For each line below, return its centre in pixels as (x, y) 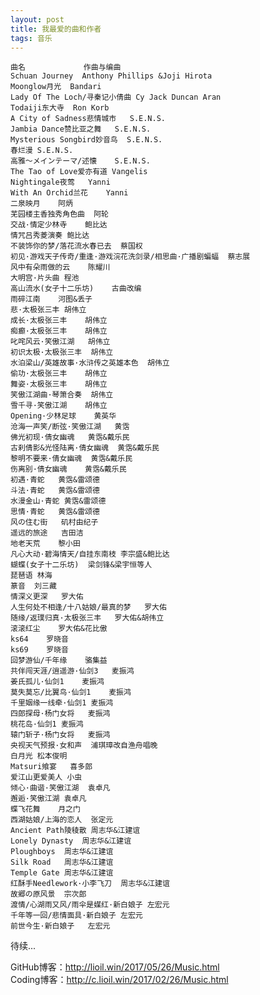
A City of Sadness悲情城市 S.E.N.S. (88, 119)
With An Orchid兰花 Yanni (69, 193)
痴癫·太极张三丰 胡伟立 (59, 331)
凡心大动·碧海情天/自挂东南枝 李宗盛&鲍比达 (90, 554)
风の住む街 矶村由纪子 (54, 522)
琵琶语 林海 (31, 576)
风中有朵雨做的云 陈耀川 (60, 267)
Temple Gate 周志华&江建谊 (62, 873)
